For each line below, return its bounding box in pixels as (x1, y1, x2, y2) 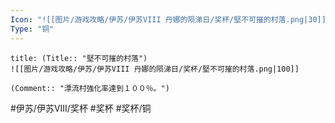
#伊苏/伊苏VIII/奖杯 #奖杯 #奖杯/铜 (10, 102, 152, 114)
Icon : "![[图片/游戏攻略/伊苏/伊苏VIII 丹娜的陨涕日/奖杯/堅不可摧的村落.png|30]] (10, 14, 327, 25)
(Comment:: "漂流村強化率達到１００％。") (10, 83, 170, 93)
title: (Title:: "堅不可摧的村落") (10, 53, 148, 63)
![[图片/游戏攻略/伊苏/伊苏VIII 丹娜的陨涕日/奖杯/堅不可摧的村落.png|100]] (10, 64, 300, 74)
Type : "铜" (10, 24, 55, 34)
